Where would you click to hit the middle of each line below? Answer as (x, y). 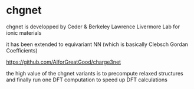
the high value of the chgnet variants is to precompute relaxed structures (95, 73)
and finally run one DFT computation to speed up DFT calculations (87, 80)
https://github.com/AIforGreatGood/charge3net (64, 62)
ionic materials (24, 32)
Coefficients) (22, 50)
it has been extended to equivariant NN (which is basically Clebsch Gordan (97, 44)
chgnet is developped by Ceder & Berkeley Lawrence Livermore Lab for (93, 27)
